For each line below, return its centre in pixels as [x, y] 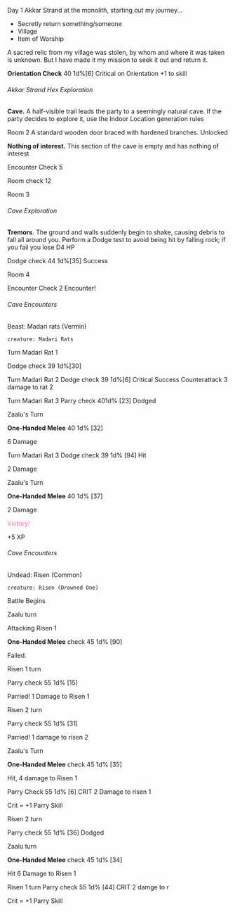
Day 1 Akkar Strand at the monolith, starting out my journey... [95, 10]
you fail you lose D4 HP [41, 247]
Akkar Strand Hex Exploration [50, 89]
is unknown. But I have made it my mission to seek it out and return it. [108, 60]
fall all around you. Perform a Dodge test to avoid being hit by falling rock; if [116, 240]
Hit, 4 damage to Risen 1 [42, 778]
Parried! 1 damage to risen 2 [48, 737]
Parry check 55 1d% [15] [43, 683]
